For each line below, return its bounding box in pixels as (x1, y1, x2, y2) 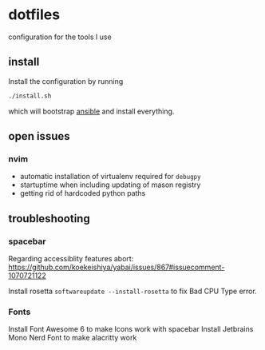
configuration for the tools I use (8, 32, 112, 42)
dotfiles (8, 6, 61, 24)
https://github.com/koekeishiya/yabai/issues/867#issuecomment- (8, 262, 225, 272)
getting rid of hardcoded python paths (19, 189, 146, 198)
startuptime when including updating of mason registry (19, 180, 201, 189)
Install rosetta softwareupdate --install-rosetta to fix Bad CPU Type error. (8, 286, 257, 296)
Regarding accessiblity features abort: (8, 254, 134, 263)
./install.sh (8, 92, 52, 100)
